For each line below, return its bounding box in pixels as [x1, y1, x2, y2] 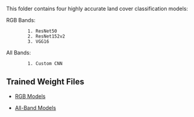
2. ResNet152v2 [27, 33, 66, 39]
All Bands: [6, 49, 31, 56]
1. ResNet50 [27, 28, 58, 34]
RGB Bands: [6, 17, 36, 23]
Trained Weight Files [6, 77, 85, 87]
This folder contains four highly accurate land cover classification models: [6, 5, 188, 12]
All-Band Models [14, 104, 57, 111]
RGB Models [14, 93, 46, 100]
